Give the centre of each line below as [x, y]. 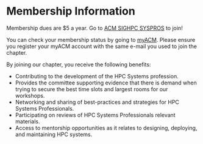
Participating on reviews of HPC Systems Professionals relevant [95, 115]
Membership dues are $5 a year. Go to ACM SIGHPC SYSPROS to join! [94, 28]
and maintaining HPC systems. [54, 134]
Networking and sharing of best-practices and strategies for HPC [97, 102]
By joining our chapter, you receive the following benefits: [79, 64]
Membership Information [71, 11]
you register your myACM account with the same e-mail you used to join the [101, 46]
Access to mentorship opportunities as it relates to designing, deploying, [106, 128]
